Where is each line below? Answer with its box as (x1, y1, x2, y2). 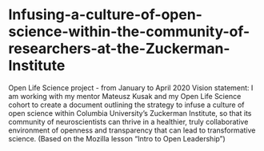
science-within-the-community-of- (8, 22, 250, 41)
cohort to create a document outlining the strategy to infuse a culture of (8, 100, 246, 109)
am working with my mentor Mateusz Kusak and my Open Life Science (8, 91, 242, 101)
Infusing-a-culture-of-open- (8, 6, 202, 24)
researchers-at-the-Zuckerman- (8, 40, 230, 58)
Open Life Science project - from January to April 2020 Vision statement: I (8, 82, 254, 93)
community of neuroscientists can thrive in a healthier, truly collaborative (8, 117, 249, 126)
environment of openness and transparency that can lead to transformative (8, 125, 256, 135)
